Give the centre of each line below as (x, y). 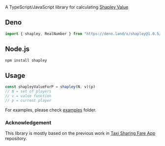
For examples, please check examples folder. (51, 110)
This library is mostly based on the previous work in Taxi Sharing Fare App (80, 133)
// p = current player (28, 100)
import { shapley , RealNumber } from (44, 34)
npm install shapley (26, 60)
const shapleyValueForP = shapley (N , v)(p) (50, 87)
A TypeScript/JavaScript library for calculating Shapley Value (67, 7)
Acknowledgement (28, 122)
